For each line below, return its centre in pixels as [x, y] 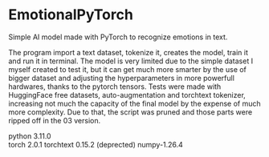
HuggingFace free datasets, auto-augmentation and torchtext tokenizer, [127, 95]
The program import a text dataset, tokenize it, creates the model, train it [128, 52]
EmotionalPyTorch [71, 15]
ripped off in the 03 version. [55, 120]
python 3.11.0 [30, 136]
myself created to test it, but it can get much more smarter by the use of [128, 69]
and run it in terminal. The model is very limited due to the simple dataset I [131, 61]
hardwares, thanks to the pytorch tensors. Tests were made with [115, 87]
